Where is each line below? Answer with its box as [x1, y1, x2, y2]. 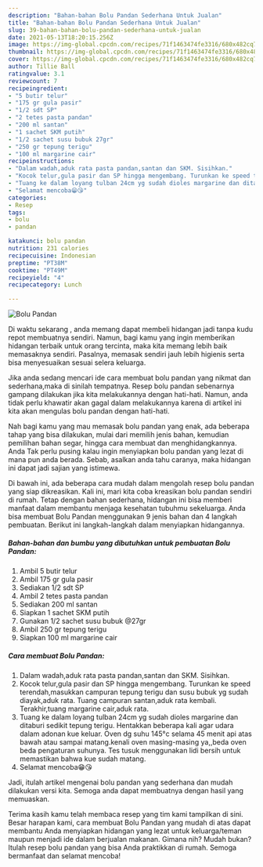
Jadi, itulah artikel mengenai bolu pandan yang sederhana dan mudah [8, 778, 233, 787]
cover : [8, 56, 30, 64]
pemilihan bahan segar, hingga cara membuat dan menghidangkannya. [8, 439, 237, 448]
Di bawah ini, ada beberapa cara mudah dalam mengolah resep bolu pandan [8, 479, 254, 488]
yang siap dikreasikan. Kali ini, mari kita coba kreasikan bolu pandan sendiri [8, 487, 252, 497]
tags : [8, 209, 26, 217]
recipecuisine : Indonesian [8, 252, 96, 260]
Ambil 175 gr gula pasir [19, 574, 94, 585]
